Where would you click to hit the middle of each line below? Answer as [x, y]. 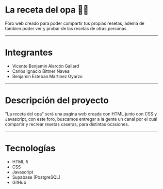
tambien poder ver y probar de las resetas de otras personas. [66, 28]
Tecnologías [30, 148]
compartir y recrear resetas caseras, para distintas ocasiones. [67, 124]
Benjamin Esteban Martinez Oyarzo [47, 76]
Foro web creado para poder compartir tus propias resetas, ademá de [75, 23]
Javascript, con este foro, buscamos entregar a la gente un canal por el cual [81, 119]
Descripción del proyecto [57, 101]
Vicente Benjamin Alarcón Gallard [45, 66]
